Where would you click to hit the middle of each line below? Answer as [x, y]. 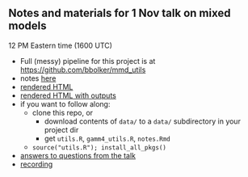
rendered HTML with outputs [68, 95]
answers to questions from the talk [78, 155]
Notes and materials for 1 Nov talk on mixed [120, 13]
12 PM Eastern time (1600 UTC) [61, 45]
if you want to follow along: [65, 103]
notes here [38, 78]
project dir [61, 129]
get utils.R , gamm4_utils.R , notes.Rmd [107, 138]
